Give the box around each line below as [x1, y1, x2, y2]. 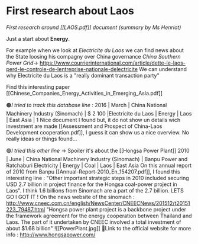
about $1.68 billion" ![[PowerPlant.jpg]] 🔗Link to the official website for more [6, 224, 191, 232]
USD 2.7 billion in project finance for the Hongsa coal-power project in [6, 181, 177, 188]
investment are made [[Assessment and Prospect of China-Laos [6, 123, 163, 130]
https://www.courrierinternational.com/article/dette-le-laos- [39, 59, 186, 66]
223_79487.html [6, 206, 46, 213]
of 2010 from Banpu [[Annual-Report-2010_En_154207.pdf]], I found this [6, 168, 180, 175]
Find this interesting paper [6, 83, 70, 90]
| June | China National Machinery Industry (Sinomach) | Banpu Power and [6, 155, 188, 162]
